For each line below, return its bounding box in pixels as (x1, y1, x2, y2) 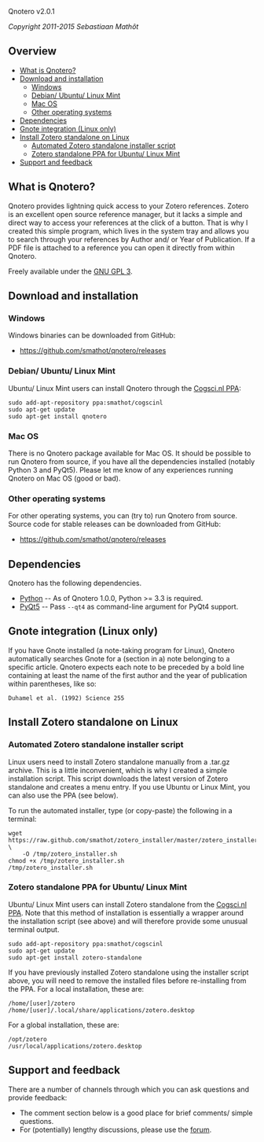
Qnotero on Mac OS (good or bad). (8, 473, 121, 483)
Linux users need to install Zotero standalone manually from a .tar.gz (8, 757, 230, 766)
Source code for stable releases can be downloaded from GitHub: (8, 519, 222, 529)
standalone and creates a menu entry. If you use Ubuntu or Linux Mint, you (8, 782, 251, 791)
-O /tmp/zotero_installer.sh (22, 849, 118, 858)
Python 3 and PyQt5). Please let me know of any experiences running (8, 465, 233, 474)
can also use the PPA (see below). (8, 790, 119, 800)
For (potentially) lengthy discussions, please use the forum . (19, 1125, 212, 1134)
